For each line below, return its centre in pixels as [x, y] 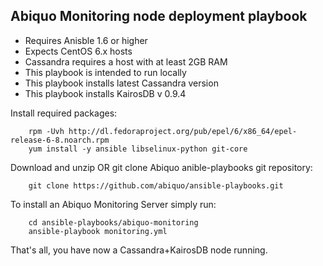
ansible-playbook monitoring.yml [98, 231]
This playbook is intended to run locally [105, 72]
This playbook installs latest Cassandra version [121, 83]
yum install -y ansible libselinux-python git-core [138, 149]
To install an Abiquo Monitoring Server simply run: [113, 204]
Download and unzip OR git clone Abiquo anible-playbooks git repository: [161, 167]
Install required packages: [64, 113]
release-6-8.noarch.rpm [60, 140]
